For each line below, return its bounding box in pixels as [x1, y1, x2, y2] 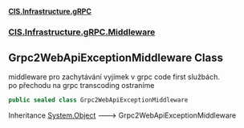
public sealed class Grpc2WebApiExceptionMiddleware [8, 96, 189, 104]
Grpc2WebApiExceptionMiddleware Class [8, 50, 223, 64]
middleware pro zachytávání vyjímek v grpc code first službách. [8, 72, 221, 82]
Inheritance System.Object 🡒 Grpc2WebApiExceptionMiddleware [8, 110, 237, 120]
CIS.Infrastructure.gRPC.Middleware [8, 26, 156, 38]
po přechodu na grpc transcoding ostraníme [8, 81, 155, 90]
